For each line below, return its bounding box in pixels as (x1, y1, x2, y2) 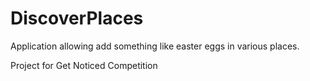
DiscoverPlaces (10, 7, 144, 30)
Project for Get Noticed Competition (10, 59, 158, 71)
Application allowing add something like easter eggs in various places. (10, 40, 300, 52)
